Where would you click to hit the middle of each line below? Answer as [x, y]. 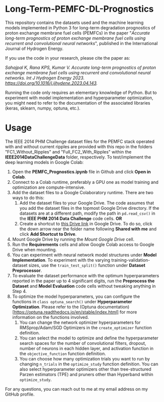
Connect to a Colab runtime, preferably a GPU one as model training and [85, 182]
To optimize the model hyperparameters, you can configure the [76, 296]
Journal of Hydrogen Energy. [34, 48]
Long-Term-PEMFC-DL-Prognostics [80, 9]
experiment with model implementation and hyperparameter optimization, [79, 98]
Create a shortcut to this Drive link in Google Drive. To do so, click [86, 223]
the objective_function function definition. [63, 354]
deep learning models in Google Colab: [45, 162]
